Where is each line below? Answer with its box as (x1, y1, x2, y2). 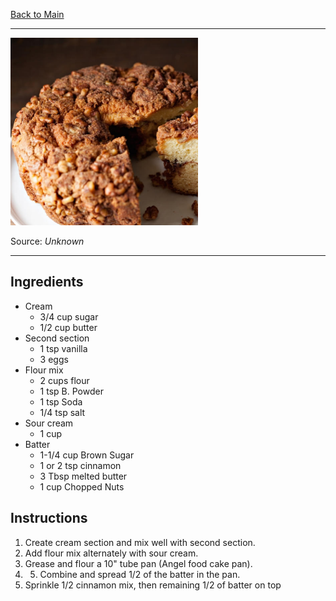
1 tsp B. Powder (39, 385, 104, 397)
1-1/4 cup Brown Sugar (39, 449, 135, 461)
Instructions (10, 510, 88, 527)
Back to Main (10, 9, 65, 20)
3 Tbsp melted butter (39, 470, 128, 482)
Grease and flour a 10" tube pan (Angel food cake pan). (24, 557, 253, 569)
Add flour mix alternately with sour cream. (24, 547, 199, 559)
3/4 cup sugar (39, 310, 99, 323)
